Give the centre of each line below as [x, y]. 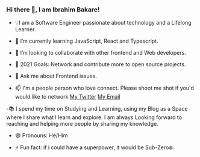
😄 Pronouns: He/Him [41, 135]
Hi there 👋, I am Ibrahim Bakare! [53, 10]
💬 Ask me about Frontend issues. [56, 76]
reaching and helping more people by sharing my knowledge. [82, 124]
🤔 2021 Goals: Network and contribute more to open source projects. [100, 64]
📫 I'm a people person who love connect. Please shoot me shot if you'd [105, 88]
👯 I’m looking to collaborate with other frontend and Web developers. [101, 53]
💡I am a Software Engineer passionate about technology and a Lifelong [103, 23]
